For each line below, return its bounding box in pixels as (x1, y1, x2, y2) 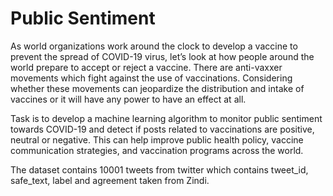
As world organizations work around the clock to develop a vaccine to (10, 40, 298, 52)
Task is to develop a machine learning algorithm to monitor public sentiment (10, 112, 323, 124)
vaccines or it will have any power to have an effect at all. (10, 93, 247, 105)
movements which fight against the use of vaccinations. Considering (10, 72, 293, 84)
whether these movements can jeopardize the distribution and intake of (10, 82, 305, 94)
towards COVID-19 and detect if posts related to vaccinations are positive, (10, 123, 315, 135)
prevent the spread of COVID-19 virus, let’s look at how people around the (10, 50, 315, 62)
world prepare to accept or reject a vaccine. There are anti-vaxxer (10, 61, 283, 73)
